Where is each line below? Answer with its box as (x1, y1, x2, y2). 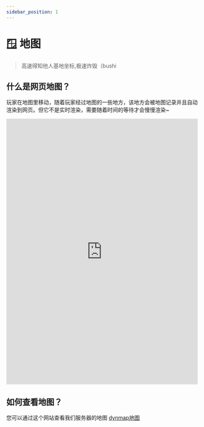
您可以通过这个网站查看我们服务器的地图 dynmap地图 (6, 414, 140, 422)
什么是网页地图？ (6, 81, 70, 92)
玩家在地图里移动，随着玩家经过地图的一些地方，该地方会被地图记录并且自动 (6, 98, 198, 106)
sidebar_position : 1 (6, 9, 59, 15)
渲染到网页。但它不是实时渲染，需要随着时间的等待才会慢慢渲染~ (6, 106, 170, 114)
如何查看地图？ (6, 397, 63, 407)
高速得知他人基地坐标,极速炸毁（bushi (21, 62, 117, 69)
